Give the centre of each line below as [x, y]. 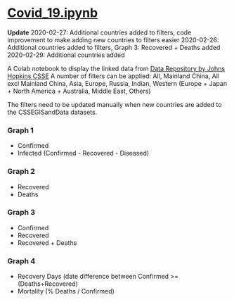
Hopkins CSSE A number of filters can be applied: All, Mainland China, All [113, 76]
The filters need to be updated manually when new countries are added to [115, 104]
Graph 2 [21, 172]
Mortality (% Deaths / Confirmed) [66, 291]
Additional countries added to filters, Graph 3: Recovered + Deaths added [114, 47]
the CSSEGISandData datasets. [52, 112]
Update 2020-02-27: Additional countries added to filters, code [99, 32]
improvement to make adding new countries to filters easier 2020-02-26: [113, 39]
